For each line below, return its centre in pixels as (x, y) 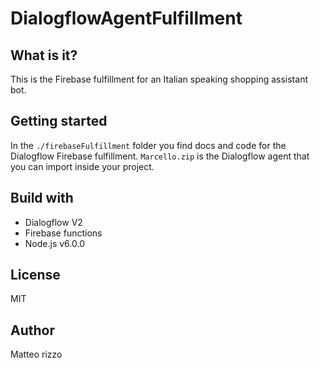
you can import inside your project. (82, 166)
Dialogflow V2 (53, 222)
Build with (42, 198)
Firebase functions (63, 233)
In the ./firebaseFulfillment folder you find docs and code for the (148, 145)
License (35, 275)
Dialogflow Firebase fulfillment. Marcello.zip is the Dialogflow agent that (160, 156)
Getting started (59, 121)
